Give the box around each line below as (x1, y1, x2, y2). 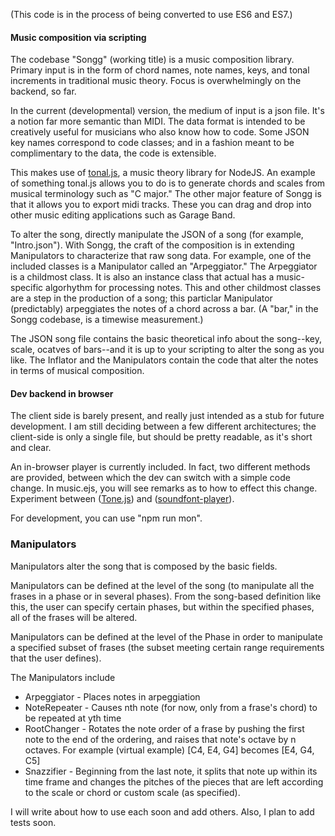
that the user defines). (10, 652, 102, 664)
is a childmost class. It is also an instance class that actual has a (10, 271, 275, 283)
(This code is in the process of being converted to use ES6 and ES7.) (10, 9, 293, 20)
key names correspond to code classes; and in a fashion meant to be (10, 137, 295, 149)
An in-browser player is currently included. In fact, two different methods (10, 461, 311, 473)
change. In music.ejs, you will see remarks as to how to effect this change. (10, 482, 318, 494)
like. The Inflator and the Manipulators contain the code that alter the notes (10, 354, 319, 366)
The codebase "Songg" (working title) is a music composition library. (10, 54, 295, 66)
